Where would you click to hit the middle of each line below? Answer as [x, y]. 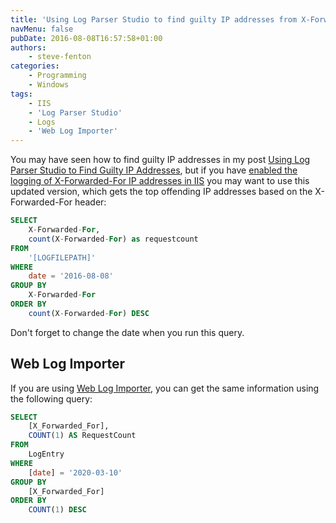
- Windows [49, 85]
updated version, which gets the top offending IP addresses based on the [161, 192]
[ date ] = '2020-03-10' [75, 472]
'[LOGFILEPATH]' [62, 257]
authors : [28, 47]
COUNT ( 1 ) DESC [57, 510]
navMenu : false [42, 29]
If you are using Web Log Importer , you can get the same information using [165, 388]
